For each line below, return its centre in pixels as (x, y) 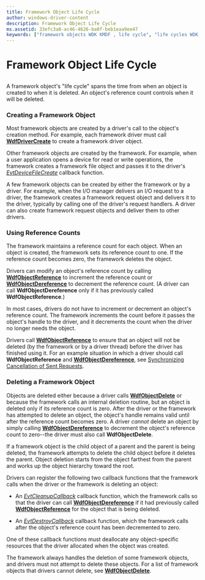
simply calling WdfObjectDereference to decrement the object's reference (101, 428)
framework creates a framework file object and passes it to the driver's (96, 166)
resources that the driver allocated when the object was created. (88, 546)
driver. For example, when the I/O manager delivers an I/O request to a (95, 191)
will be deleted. (25, 99)
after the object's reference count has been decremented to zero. (98, 527)
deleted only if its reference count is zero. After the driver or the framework (101, 408)
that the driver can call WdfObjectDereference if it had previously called (107, 502)
